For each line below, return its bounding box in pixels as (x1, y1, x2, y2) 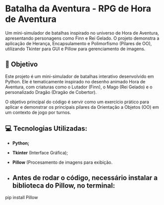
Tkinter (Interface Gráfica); (12, 149, 68, 155)
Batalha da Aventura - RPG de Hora (5, 3, 152, 14)
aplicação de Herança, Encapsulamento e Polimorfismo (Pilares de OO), (5, 40, 152, 46)
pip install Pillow (5, 195, 38, 201)
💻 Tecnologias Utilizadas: (5, 125, 88, 133)
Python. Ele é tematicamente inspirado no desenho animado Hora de (5, 78, 146, 84)
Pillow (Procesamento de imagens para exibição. (12, 159, 113, 165)
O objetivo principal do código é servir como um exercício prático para (5, 99, 150, 105)
